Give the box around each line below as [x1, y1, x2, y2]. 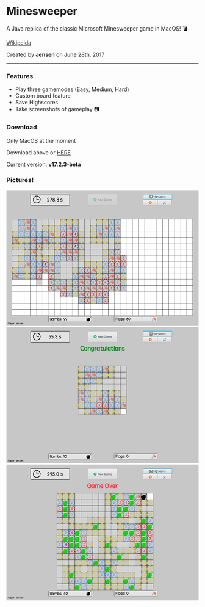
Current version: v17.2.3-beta [6, 161, 81, 168]
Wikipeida [6, 38, 32, 46]
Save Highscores [15, 99, 59, 106]
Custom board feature [15, 92, 71, 100]
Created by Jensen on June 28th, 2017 [6, 51, 105, 58]
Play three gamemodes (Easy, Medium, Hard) [15, 85, 129, 93]
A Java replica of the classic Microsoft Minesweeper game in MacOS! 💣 [6, 24, 188, 32]
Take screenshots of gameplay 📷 [15, 106, 100, 113]
